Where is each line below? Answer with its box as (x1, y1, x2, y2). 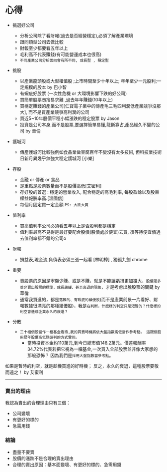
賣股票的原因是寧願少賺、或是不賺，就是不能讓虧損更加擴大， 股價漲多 (19, 278, 162, 284)
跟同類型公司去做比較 (19, 38, 64, 45)
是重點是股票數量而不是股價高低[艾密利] (19, 183, 102, 189)
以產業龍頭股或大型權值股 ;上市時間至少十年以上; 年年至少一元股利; (19, 78, 158, 84)
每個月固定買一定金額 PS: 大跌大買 (19, 201, 88, 207)
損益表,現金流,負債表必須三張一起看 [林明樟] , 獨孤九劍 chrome (19, 256, 148, 262)
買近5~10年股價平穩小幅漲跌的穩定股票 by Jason (19, 115, 120, 121)
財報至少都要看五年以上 (19, 45, 68, 51)
